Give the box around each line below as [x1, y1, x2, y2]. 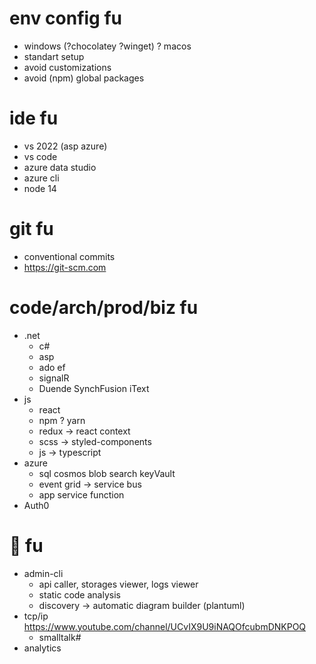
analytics [23, 642, 62, 654]
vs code [23, 150, 58, 162]
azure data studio [23, 161, 97, 173]
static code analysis [38, 588, 121, 601]
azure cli [23, 172, 60, 184]
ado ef [38, 361, 66, 373]
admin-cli [23, 567, 64, 579]
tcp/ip [23, 610, 49, 622]
